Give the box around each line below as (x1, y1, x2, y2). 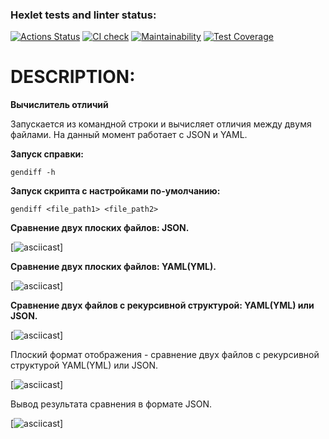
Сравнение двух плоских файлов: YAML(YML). (10, 261, 217, 273)
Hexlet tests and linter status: (10, 8, 157, 22)
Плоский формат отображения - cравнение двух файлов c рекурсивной (10, 349, 320, 361)
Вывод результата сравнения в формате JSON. (10, 398, 213, 410)
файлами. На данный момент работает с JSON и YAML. (10, 129, 248, 141)
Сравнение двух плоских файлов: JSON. (10, 222, 190, 234)
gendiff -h (10, 168, 56, 178)
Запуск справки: (10, 148, 84, 160)
